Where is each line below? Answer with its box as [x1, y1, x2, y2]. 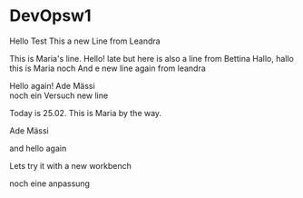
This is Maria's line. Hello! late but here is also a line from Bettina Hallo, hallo [9, 53, 295, 64]
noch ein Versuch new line [9, 90, 109, 101]
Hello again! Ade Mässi [9, 80, 95, 91]
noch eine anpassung [9, 178, 91, 189]
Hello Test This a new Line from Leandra [9, 35, 161, 46]
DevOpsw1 [9, 5, 92, 26]
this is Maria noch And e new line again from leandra [9, 63, 206, 74]
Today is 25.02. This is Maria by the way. [9, 107, 161, 118]
